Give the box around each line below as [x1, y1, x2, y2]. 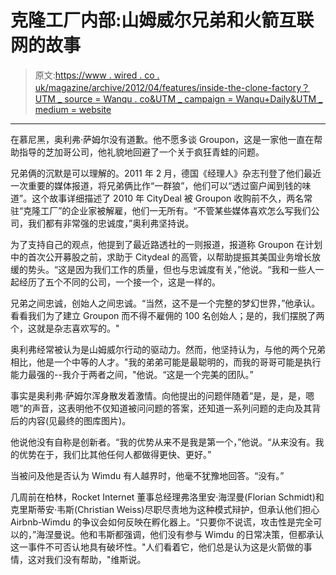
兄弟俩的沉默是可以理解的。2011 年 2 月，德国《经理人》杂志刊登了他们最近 [10, 167, 322, 179]
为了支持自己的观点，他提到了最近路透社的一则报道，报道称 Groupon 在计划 [10, 238, 323, 250]
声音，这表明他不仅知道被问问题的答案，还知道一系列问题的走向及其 [31, 402, 313, 414]
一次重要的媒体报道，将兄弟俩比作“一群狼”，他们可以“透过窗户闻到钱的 [10, 179, 303, 191]
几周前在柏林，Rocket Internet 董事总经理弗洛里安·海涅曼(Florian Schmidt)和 [10, 491, 325, 503]
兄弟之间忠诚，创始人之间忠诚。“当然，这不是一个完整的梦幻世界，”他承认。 [10, 297, 321, 309]
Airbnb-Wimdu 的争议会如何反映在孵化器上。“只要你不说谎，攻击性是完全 [10, 516, 314, 528]
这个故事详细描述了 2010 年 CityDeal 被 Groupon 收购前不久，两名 [31, 192, 305, 204]
